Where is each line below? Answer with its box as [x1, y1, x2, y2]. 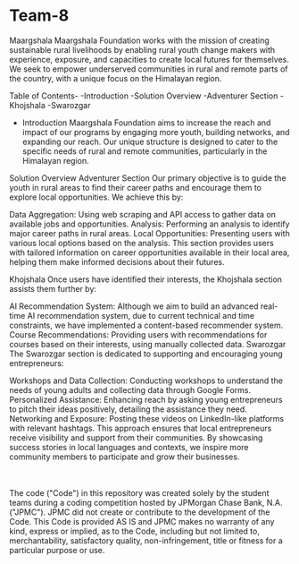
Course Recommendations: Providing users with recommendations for [9, 329, 268, 340]
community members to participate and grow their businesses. [9, 451, 240, 462]
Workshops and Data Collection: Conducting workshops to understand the [9, 375, 284, 386]
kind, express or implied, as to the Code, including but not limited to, [9, 526, 261, 536]
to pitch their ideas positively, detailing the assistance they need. [9, 404, 247, 414]
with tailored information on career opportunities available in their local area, [9, 247, 290, 258]
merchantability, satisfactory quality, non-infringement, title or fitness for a [9, 534, 283, 546]
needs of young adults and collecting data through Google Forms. [9, 384, 252, 395]
